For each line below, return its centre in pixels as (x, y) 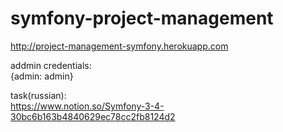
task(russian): (38, 95)
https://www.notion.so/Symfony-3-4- (87, 106)
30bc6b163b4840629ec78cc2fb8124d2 (93, 116)
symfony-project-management (142, 18)
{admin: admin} (42, 76)
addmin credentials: (51, 65)
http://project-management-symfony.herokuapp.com (119, 46)
